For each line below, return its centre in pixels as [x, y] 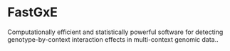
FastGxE [33, 12]
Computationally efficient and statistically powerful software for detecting [115, 32]
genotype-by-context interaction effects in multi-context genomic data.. [113, 39]
